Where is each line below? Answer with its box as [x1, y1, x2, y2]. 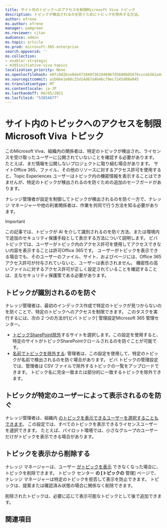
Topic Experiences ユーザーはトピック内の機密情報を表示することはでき [13, 173, 162, 179]
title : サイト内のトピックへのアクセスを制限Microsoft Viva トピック [5, 7, 136, 12]
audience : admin [5, 35, 39, 40]
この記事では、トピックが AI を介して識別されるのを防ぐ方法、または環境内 [5, 229, 160, 235]
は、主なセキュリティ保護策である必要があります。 [5, 272, 109, 278]
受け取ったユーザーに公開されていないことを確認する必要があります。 [13, 154, 157, 160]
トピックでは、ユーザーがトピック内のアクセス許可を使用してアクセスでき [5, 241, 157, 247]
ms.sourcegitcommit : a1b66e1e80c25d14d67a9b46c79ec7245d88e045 [5, 77, 139, 82]
